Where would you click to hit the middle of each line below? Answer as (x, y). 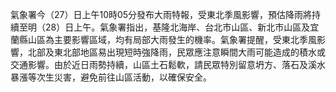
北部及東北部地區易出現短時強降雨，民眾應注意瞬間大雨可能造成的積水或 (176, 52)
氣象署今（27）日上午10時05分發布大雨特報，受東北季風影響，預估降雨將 (161, 14)
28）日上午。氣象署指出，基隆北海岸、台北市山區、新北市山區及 (177, 27)
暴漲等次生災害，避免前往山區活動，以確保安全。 (111, 77)
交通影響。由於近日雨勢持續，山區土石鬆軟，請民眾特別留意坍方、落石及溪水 (168, 64)
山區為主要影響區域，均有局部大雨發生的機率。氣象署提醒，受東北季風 (172, 39)
